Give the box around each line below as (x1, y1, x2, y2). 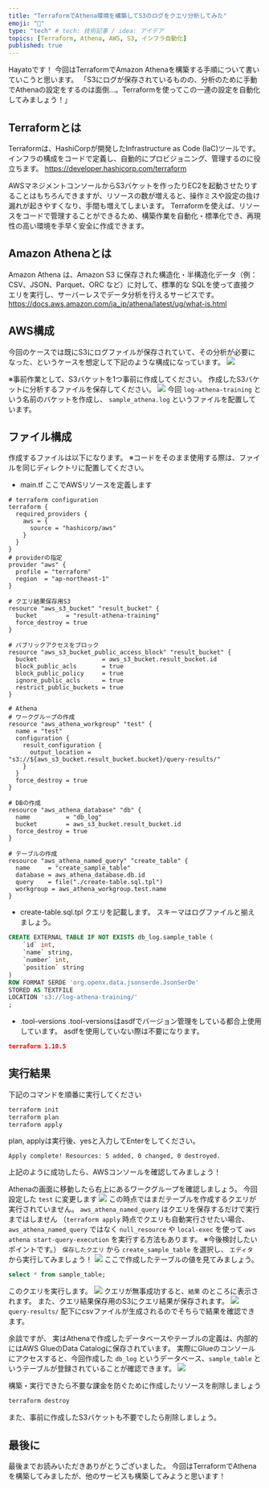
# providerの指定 (8, 554, 63, 562)
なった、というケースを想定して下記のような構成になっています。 (8, 357, 225, 367)
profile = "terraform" (15, 568, 92, 576)
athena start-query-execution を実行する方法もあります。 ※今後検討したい (8, 1235, 258, 1244)
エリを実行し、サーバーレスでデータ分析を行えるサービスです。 (8, 290, 219, 299)
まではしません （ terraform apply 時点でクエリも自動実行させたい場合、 (8, 1215, 249, 1224)
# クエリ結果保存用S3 (8, 598, 71, 606)
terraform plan (8, 1113, 59, 1121)
